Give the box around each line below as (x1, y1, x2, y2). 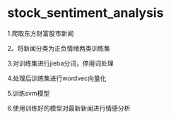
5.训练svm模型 (7, 89, 50, 97)
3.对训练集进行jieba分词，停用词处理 (7, 58, 114, 68)
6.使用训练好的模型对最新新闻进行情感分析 (7, 104, 131, 112)
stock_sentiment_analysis (7, 5, 164, 21)
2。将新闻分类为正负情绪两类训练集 (7, 44, 111, 52)
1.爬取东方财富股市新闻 (7, 29, 74, 37)
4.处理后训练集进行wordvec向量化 (7, 74, 107, 82)
